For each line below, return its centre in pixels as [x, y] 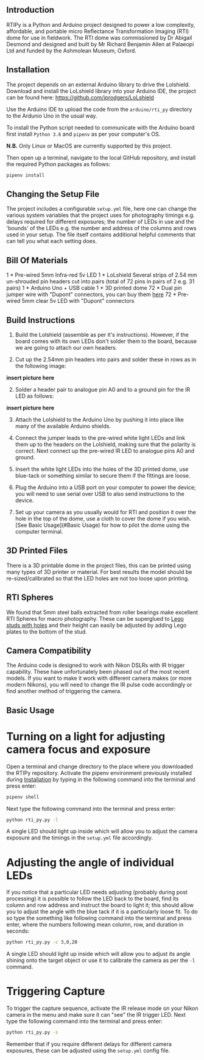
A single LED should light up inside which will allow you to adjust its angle [98, 954]
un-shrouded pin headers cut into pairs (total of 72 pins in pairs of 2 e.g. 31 [100, 281]
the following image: [40, 366]
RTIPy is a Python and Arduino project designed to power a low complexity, [101, 24]
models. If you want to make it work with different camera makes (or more [99, 678]
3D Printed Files [37, 551]
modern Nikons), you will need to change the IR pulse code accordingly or [99, 685]
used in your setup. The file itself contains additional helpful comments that [101, 235]
